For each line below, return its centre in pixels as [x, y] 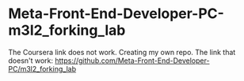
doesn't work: [31, 61]
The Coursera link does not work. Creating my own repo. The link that [122, 52]
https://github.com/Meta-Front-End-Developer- [132, 61]
